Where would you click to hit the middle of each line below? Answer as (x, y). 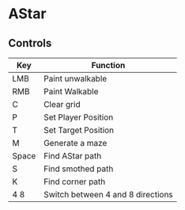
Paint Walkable (71, 92)
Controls (30, 43)
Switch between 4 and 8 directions (108, 195)
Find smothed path (78, 169)
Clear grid (62, 104)
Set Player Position (78, 117)
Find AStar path (72, 156)
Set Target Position (79, 130)
